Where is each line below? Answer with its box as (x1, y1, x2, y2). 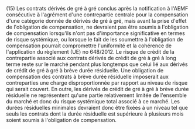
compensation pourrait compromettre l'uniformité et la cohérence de (6, 42, 172, 49)
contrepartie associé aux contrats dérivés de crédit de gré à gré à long (6, 55, 177, 61)
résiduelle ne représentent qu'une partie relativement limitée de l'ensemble (6, 92, 187, 99)
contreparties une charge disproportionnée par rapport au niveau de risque (6, 79, 188, 86)
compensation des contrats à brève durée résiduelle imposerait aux (6, 73, 169, 80)
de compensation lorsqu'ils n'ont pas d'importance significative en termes (6, 30, 186, 37)
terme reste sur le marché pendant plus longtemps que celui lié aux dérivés (6, 61, 189, 68)
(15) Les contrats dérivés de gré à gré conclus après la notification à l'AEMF (6, 5, 189, 12)
